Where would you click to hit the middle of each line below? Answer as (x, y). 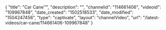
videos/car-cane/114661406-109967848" (48, 23)
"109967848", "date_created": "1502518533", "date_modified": (69, 12)
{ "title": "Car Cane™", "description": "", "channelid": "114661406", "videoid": (83, 7)
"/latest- (151, 17)
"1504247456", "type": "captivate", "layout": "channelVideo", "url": (74, 17)
